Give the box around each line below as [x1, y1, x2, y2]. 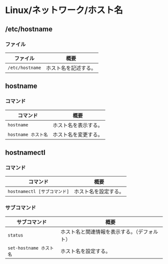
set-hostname [7, 245, 39, 250]
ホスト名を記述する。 [45, 64, 96, 71]
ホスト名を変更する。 [52, 131, 103, 138]
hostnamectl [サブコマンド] [7, 188, 69, 194]
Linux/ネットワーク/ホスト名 [5, 4, 123, 16]
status [7, 232, 23, 238]
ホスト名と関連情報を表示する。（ [60, 228, 138, 235]
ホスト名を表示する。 [52, 121, 103, 128]
